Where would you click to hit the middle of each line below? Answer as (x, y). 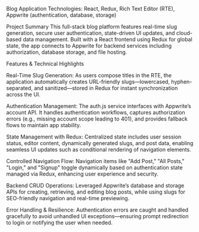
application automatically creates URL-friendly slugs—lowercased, (88, 82)
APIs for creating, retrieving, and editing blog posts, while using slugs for (96, 192)
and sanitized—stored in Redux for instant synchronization (106, 88)
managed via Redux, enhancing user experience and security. (82, 174)
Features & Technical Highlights (45, 64)
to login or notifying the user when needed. (59, 222)
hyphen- (182, 82)
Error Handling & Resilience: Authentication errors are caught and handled (97, 210)
